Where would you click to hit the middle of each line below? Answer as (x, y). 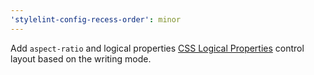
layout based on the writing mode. (81, 58)
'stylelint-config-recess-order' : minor (96, 19)
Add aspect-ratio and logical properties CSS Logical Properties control (157, 48)
